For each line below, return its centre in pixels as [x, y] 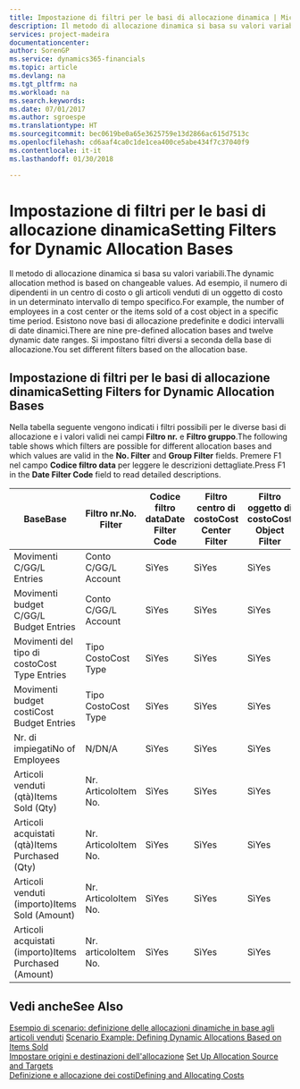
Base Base [45, 519]
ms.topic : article [43, 68]
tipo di [27, 653]
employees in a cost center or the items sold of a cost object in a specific [144, 312]
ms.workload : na [39, 92]
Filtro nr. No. [111, 513]
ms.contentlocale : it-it [55, 150]
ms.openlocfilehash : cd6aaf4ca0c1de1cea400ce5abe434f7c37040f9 [129, 142]
